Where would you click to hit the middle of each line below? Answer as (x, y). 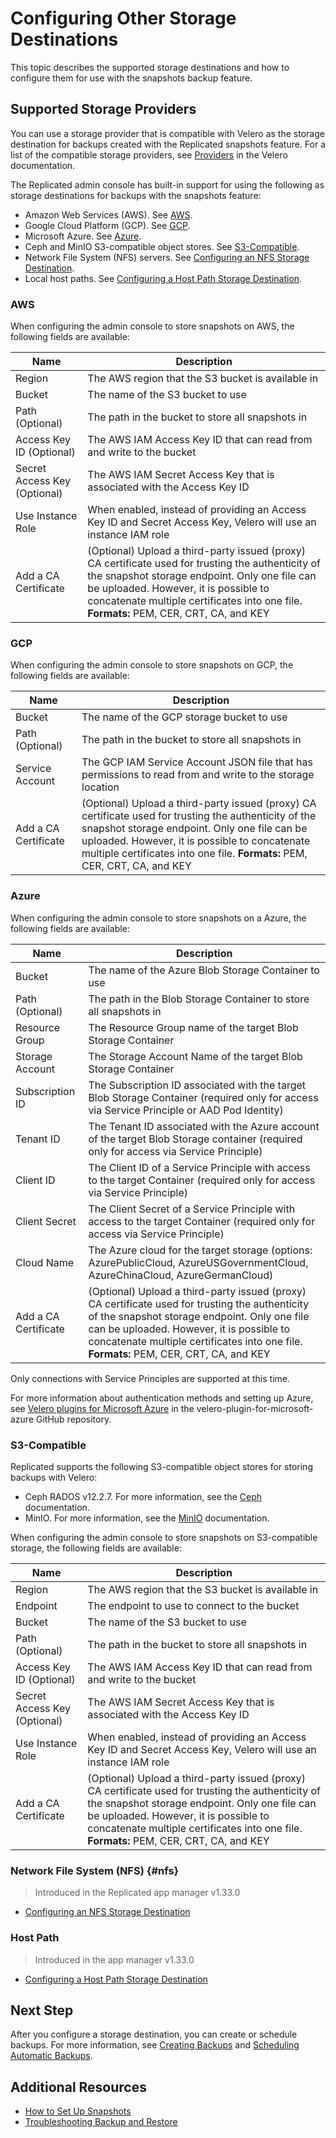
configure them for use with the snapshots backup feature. (131, 78)
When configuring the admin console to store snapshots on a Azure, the (158, 918)
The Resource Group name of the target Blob (193, 1027)
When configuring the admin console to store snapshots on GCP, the (152, 665)
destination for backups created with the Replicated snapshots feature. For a (168, 144)
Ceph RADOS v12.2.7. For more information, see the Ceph (143, 1496)
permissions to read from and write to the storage (198, 775)
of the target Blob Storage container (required (195, 1139)
